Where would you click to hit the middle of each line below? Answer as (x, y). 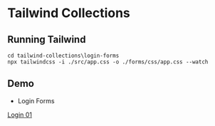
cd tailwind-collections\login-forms (63, 56)
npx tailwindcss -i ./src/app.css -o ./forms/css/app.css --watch (108, 62)
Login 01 (20, 115)
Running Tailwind (47, 40)
